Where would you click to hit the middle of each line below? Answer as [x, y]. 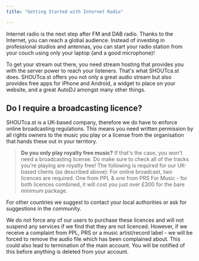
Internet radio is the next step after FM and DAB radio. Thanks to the [90, 34]
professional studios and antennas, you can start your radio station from [94, 46]
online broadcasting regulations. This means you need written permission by [100, 129]
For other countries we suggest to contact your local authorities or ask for [97, 202]
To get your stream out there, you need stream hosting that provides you [95, 64]
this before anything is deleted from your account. [67, 252]
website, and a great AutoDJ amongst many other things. [76, 89]
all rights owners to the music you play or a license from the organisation [95, 135]
